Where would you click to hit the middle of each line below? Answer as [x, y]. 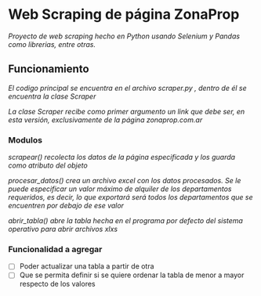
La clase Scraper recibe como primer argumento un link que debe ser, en [127, 111]
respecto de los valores [57, 284]
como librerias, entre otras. [52, 44]
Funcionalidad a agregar [55, 249]
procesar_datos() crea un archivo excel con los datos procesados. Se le [125, 181]
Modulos [25, 140]
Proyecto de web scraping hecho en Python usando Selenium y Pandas [124, 36]
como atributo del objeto [48, 165]
